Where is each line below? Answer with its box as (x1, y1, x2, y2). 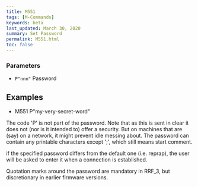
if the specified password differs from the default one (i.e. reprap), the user (6, 150, 190, 157)
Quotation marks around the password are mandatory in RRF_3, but (6, 167, 170, 175)
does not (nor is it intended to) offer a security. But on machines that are (6, 125, 183, 132)
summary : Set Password (6, 31, 62, 37)
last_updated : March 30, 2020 (6, 25, 81, 31)
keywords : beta (6, 20, 44, 26)
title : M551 (6, 8, 36, 15)
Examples (6, 92, 43, 102)
